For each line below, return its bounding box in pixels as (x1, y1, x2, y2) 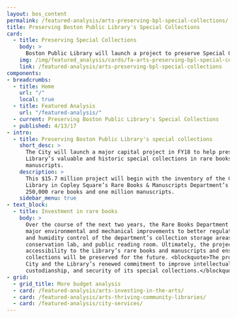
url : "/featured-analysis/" (19, 109, 102, 116)
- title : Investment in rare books (13, 208, 118, 215)
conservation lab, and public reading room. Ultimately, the (25, 241, 210, 248)
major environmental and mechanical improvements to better (25, 227, 207, 234)
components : (6, 69, 42, 76)
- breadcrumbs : (6, 76, 52, 84)
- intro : (6, 129, 33, 136)
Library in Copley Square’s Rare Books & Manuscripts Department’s (25, 181, 229, 188)
